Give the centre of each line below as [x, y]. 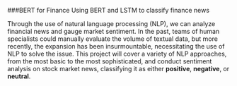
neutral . [19, 76]
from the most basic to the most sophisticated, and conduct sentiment [110, 61]
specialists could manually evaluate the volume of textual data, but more [112, 39]
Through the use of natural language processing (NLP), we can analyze [111, 24]
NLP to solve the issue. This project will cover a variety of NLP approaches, [117, 54]
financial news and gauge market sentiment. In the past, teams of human [114, 31]
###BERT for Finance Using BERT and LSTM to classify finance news [109, 10]
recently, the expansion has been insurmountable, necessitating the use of [116, 46]
